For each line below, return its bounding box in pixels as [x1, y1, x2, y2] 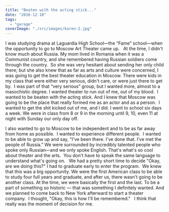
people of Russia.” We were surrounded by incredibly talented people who [5, 142, 161, 148]
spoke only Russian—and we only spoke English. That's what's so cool [5, 147, 153, 153]
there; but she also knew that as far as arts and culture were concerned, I [5, 67, 159, 74]
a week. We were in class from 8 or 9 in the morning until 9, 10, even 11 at [5, 110, 158, 117]
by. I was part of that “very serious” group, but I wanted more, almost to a [5, 83, 160, 89]
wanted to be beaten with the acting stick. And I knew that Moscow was [5, 94, 156, 100]
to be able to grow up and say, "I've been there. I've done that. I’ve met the [5, 136, 162, 143]
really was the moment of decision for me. [5, 201, 94, 207]
